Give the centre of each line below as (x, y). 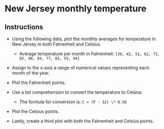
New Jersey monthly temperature (76, 9)
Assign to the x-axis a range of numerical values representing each (81, 68)
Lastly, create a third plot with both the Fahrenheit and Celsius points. (83, 121)
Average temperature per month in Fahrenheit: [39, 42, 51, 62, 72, (89, 54)
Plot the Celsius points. (35, 111)
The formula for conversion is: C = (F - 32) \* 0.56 (73, 102)
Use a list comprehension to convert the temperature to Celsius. (77, 92)
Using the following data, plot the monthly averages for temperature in (84, 39)
